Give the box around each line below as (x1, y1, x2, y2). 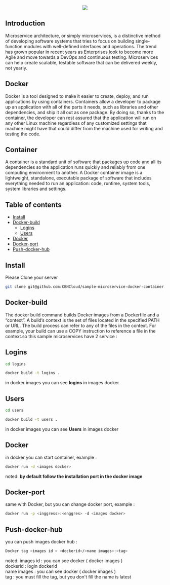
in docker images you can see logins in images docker (5, 380, 119, 386)
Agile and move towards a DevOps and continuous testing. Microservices (5, 54, 158, 60)
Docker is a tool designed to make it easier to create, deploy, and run (5, 93, 149, 99)
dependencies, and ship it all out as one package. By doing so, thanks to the (5, 109, 164, 115)
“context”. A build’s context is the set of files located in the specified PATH (5, 317, 160, 323)
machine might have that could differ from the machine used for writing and (5, 125, 163, 131)
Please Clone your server (5, 274, 58, 281)
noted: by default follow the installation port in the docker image (5, 473, 143, 479)
